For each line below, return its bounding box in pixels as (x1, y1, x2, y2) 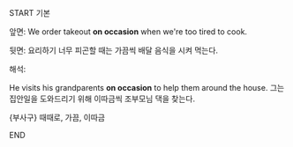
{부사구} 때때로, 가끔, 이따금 (9, 113, 106, 122)
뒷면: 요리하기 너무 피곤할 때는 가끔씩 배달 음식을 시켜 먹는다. (9, 45, 219, 55)
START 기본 (9, 8, 51, 18)
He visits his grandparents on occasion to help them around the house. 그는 (9, 83, 285, 92)
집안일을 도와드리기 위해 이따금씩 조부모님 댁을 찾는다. (9, 93, 196, 104)
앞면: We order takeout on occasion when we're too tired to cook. (9, 26, 248, 37)
